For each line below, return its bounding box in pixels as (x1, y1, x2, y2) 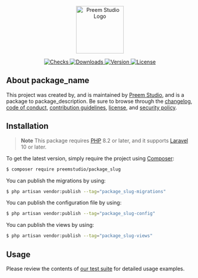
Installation (6, 121, 49, 131)
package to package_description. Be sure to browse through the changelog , (6, 97, 193, 105)
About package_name (6, 75, 90, 86)
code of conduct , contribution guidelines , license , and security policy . (6, 104, 177, 111)
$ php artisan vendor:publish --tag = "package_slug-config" (6, 211, 156, 217)
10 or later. (20, 143, 47, 150)
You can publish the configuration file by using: (6, 199, 122, 206)
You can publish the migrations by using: (6, 177, 106, 184)
